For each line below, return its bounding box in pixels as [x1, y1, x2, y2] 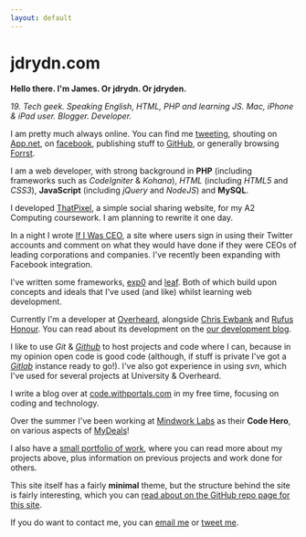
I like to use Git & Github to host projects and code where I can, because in [10, 341, 291, 352]
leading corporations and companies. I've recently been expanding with [10, 248, 281, 260]
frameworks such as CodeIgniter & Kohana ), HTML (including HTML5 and [10, 174, 289, 185]
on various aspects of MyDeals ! [10, 425, 131, 436]
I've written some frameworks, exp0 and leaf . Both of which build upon [10, 276, 278, 288]
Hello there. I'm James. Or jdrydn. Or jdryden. [10, 83, 187, 94]
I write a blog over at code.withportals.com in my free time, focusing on [10, 387, 280, 398]
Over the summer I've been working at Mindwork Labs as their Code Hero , [10, 415, 291, 426]
